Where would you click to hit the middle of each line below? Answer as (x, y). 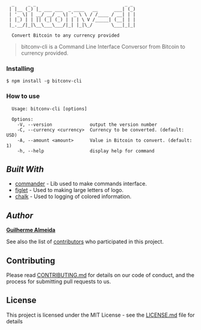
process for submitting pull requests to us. (59, 282)
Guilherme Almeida (31, 230)
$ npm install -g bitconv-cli (44, 81)
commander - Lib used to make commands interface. (81, 184)
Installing (20, 69)
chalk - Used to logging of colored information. (73, 196)
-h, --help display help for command (86, 151)
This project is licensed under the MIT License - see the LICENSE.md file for (100, 315)
